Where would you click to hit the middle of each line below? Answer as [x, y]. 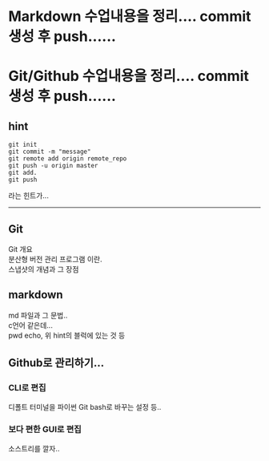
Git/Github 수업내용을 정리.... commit [129, 76]
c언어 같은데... [31, 325]
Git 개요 [21, 249]
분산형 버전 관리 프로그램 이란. [55, 259]
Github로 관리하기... [56, 363]
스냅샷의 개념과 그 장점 [44, 269]
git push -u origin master [53, 166]
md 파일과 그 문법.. [38, 315]
